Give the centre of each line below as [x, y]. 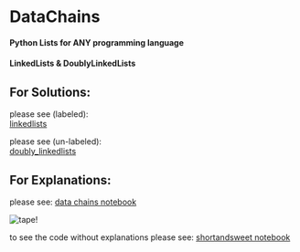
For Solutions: [50, 92]
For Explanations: [60, 180]
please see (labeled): [49, 114]
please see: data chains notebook [73, 202]
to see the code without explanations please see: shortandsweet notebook [150, 237]
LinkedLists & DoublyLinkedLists [73, 63]
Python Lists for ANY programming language [97, 42]
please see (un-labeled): [56, 142]
